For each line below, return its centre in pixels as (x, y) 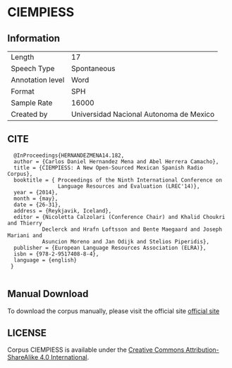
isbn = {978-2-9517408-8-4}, (56, 254)
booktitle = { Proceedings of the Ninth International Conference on (118, 180)
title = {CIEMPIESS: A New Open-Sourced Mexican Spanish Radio (108, 167)
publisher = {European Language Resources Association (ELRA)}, (110, 248)
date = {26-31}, (37, 205)
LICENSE (27, 333)
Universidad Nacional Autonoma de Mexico (143, 114)
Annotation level (38, 80)
